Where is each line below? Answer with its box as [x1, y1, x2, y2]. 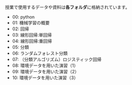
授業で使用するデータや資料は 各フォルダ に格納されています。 [5, 4, 130, 10]
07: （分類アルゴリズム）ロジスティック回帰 [12, 57, 102, 62]
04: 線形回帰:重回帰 [12, 38, 52, 44]
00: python [12, 14, 35, 20]
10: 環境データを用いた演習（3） [12, 75, 78, 81]
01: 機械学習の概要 [12, 20, 50, 25]
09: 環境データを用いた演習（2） [12, 69, 79, 74]
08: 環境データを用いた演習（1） [12, 63, 78, 68]
